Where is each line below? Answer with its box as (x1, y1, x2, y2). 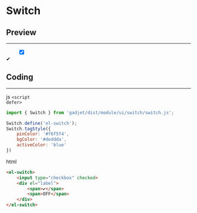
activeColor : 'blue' (16, 142, 67, 148)
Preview (6, 28, 37, 37)
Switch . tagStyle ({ (6, 126, 51, 132)
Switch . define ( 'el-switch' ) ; (6, 120, 77, 126)
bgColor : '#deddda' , (16, 136, 67, 143)
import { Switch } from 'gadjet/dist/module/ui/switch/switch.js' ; (6, 109, 175, 115)
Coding (6, 72, 33, 83)
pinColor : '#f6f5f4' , (16, 131, 69, 137)
